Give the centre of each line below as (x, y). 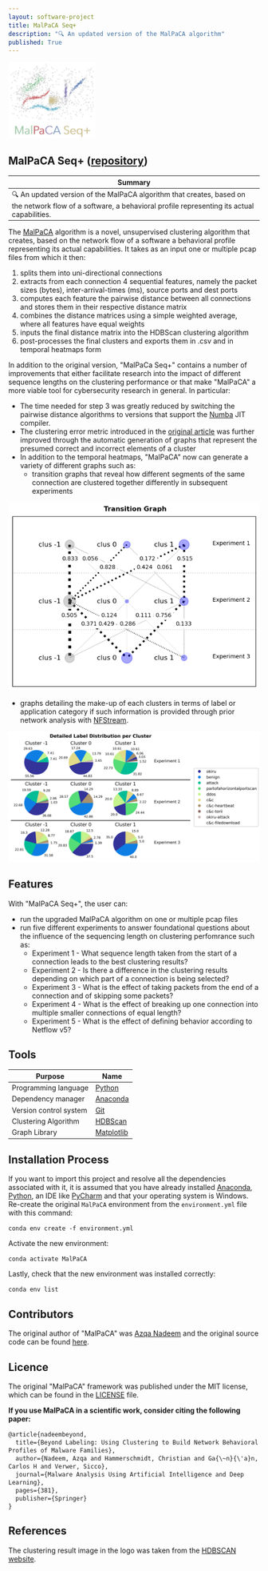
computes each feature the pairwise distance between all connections (135, 299)
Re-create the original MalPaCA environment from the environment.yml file (128, 1204)
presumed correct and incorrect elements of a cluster (108, 449)
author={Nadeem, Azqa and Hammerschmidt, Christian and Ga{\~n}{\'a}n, (137, 1459)
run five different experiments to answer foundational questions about (134, 928)
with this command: (41, 1213)
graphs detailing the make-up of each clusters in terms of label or (128, 703)
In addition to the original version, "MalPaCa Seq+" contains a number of (128, 365)
